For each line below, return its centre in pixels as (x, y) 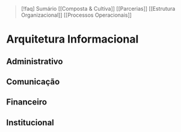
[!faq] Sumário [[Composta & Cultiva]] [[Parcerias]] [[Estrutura (98, 9)
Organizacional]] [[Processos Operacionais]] (76, 15)
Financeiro (26, 102)
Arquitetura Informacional (72, 39)
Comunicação (33, 81)
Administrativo (35, 61)
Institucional (30, 122)
